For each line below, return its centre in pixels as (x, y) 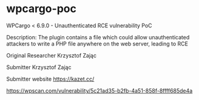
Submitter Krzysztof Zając (39, 67)
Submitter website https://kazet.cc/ (50, 79)
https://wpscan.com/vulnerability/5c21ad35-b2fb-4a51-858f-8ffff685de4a (99, 90)
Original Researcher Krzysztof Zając (52, 55)
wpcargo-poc (42, 9)
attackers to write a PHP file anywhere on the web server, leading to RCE (97, 44)
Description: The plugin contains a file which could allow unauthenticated (98, 37)
